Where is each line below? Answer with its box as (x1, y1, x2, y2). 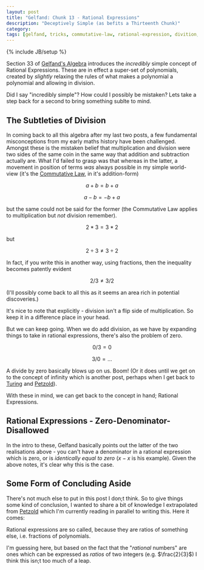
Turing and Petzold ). (6, 380, 58, 387)
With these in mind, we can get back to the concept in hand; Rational (6, 391, 178, 399)
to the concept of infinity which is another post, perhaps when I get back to (6, 373, 195, 380)
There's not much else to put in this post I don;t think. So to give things (6, 495, 183, 502)
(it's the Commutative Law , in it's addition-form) (19, 170, 139, 177)
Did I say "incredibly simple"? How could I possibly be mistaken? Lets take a (6, 91, 197, 98)
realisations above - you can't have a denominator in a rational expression (6, 448, 191, 455)
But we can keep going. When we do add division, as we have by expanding (6, 325, 197, 332)
